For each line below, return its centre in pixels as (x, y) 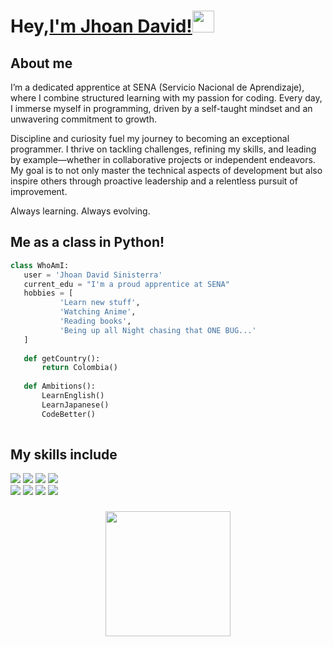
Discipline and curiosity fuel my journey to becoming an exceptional (150, 138)
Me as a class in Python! (87, 242)
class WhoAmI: (40, 265)
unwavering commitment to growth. (84, 119)
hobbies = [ (48, 293)
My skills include (64, 454)
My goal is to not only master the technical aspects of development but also (166, 170)
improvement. (39, 191)
